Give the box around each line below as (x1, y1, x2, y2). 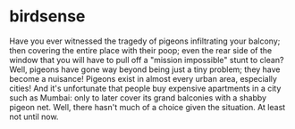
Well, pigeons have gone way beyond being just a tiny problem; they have (9, 64, 281, 75)
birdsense (9, 6, 86, 27)
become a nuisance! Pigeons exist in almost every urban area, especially (9, 73, 277, 84)
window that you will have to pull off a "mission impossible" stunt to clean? (9, 54, 284, 65)
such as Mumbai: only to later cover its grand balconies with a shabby (9, 92, 266, 103)
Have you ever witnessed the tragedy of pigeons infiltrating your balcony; (9, 36, 281, 46)
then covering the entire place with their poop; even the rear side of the (9, 44, 273, 55)
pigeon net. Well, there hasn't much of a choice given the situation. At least (9, 101, 286, 112)
